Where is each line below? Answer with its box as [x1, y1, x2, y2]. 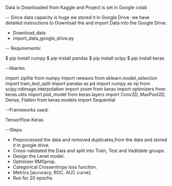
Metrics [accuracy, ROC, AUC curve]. [12, 170, 92, 175]
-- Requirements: [5, 45, 42, 51]
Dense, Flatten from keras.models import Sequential [5, 97, 116, 103]
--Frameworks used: [5, 107, 49, 113]
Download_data [12, 30, 46, 35]
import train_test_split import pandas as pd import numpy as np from [5, 81, 150, 86]
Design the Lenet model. [12, 153, 65, 159]
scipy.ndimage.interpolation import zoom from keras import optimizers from [5, 86, 166, 92]
